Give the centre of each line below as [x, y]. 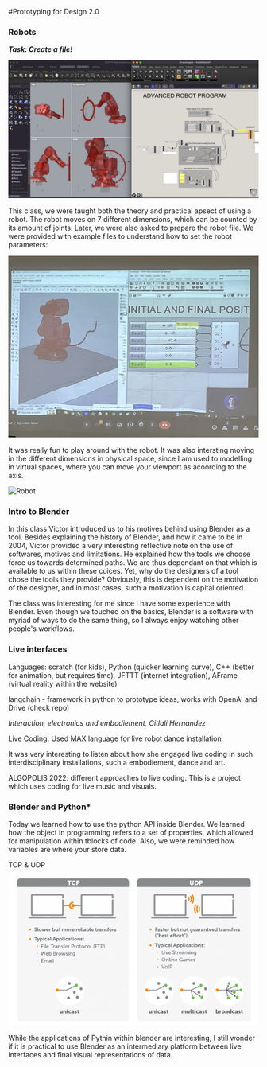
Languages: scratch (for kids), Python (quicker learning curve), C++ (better [131, 667]
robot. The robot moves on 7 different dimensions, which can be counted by [133, 220]
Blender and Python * [50, 807]
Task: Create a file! [41, 49]
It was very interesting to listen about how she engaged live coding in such [131, 754]
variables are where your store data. [68, 849]
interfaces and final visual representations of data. [91, 1055]
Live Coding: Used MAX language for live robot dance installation [115, 738]
